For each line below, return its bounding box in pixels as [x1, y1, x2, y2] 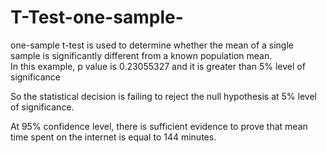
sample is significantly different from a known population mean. [10, 49, 273, 61]
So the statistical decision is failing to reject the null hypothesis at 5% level [10, 90, 317, 102]
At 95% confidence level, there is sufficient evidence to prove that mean [10, 120, 308, 132]
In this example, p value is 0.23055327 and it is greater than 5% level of [10, 60, 306, 72]
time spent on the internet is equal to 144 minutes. [10, 131, 217, 143]
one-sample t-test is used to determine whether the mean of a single [10, 39, 295, 51]
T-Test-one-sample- [10, 6, 184, 29]
